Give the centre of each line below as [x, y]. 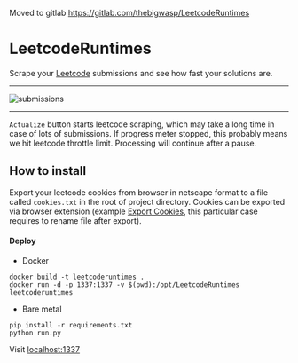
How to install [48, 171]
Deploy [23, 241]
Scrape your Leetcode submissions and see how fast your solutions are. [141, 73]
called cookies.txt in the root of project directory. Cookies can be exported [147, 201]
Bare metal [42, 309]
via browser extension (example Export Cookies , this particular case [134, 211]
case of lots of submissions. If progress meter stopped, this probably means [149, 133]
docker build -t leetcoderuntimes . [77, 277]
